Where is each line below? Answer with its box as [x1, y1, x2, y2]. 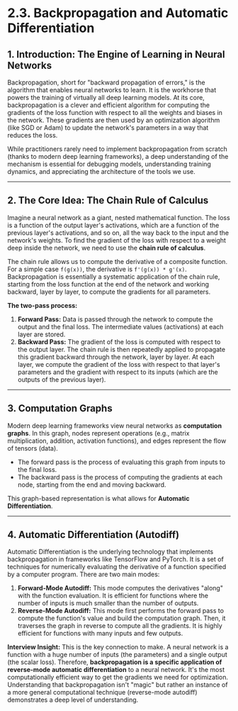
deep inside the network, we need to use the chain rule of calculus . [7, 243, 206, 252]
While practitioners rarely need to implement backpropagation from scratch [7, 145, 228, 153]
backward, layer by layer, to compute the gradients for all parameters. [7, 287, 211, 296]
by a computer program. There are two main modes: [7, 570, 160, 579]
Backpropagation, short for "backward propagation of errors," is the [7, 78, 205, 87]
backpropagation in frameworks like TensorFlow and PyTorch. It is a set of [7, 555, 225, 563]
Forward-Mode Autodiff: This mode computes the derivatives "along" [17, 584, 223, 592]
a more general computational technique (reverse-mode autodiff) [7, 688, 198, 697]
